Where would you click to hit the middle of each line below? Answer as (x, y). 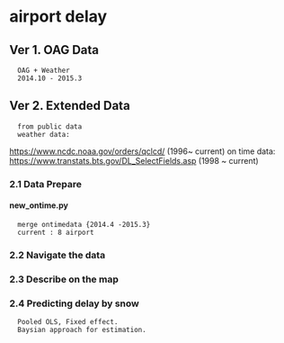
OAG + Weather (44, 70)
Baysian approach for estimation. (82, 330)
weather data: (44, 134)
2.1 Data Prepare (46, 184)
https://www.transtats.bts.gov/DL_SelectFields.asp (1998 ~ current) (134, 160)
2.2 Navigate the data (58, 255)
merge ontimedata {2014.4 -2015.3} (84, 224)
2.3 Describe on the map (64, 279)
